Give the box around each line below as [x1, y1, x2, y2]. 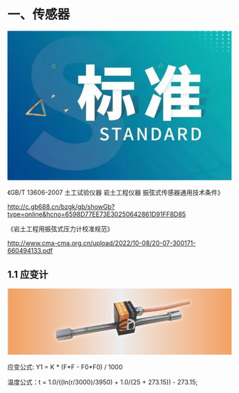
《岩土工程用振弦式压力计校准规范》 [7, 225, 114, 233]
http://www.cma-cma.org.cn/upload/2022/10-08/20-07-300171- [7, 239, 196, 247]
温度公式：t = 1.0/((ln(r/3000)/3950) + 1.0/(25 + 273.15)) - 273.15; [7, 378, 198, 387]
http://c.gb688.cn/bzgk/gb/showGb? [7, 202, 115, 210]
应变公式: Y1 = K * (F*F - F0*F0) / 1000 [7, 363, 123, 372]
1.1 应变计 [7, 269, 48, 281]
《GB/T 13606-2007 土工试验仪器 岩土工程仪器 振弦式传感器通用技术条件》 [7, 188, 224, 196]
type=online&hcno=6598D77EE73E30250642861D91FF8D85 [7, 210, 186, 218]
